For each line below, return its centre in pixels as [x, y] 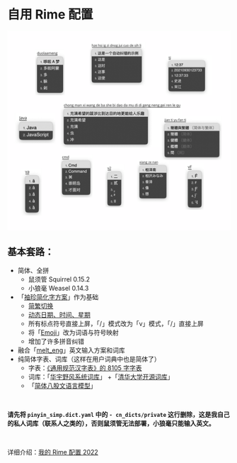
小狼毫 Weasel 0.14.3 [58, 288]
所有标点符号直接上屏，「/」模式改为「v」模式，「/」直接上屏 [116, 323]
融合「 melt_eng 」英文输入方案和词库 [71, 350]
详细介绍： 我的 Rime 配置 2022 [53, 452]
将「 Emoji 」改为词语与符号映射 [73, 332]
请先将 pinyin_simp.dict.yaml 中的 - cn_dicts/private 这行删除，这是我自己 [118, 414]
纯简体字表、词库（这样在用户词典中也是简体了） [89, 359]
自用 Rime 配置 [50, 15]
